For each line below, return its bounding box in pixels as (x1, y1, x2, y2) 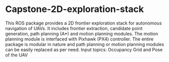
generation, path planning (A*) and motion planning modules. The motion (5, 30, 158, 36)
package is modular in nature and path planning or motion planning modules (5, 41, 164, 47)
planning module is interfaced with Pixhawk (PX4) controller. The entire (5, 36, 154, 42)
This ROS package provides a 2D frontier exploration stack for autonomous (5, 20, 162, 26)
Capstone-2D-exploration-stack (5, 3, 144, 15)
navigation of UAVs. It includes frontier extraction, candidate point (5, 25, 143, 31)
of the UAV (5, 51, 28, 58)
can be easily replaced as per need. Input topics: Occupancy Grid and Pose (5, 46, 163, 52)
